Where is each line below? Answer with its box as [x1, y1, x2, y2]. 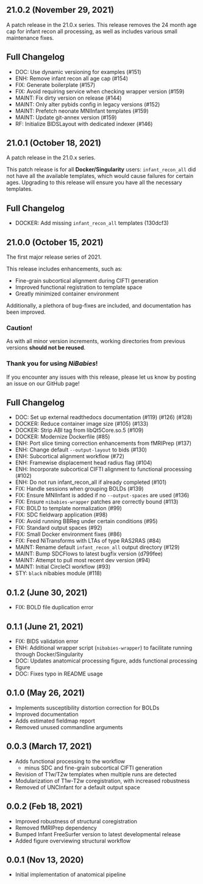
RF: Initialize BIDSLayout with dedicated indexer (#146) [15, 120, 153, 127]
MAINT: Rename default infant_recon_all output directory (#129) [15, 544, 180, 551]
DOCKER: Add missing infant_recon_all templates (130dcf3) [15, 220, 169, 227]
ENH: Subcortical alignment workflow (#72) [15, 453, 125, 460]
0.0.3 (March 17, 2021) [6, 741, 93, 752]
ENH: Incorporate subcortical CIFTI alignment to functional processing [15, 466, 192, 473]
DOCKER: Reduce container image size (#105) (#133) [15, 420, 149, 428]
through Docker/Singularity [15, 651, 84, 658]
